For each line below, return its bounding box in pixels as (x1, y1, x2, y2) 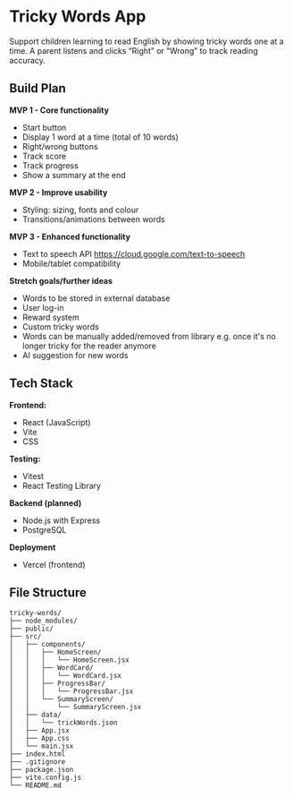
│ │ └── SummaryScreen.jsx (9, 703, 142, 712)
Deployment (9, 542, 56, 553)
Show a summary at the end (21, 169, 127, 180)
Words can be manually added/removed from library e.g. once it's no (21, 330, 277, 341)
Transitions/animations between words (21, 213, 165, 225)
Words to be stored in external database (21, 293, 171, 304)
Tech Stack (9, 376, 73, 391)
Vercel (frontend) (21, 559, 86, 570)
